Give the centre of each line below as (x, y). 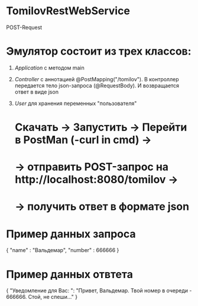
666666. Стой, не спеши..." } (42, 297)
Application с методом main (49, 68)
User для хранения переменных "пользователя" (76, 103)
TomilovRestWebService (68, 11)
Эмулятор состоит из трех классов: (99, 51)
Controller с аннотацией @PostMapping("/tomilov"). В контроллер (97, 79)
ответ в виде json (37, 92)
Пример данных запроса (71, 234)
